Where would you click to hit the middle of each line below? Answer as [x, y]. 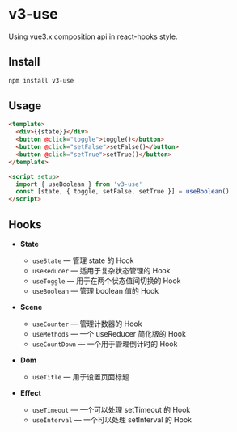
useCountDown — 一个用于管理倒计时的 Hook [105, 344]
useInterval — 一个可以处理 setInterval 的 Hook [112, 420]
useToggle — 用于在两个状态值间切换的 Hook [106, 281]
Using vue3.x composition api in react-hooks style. [93, 36]
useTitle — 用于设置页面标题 [80, 377]
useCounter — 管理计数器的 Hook [87, 324]
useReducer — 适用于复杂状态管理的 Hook [101, 271]
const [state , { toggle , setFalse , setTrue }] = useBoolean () [123, 192]
